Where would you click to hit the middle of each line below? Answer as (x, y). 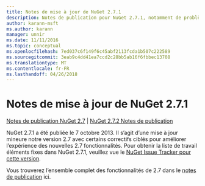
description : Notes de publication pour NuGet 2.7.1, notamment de (94, 18)
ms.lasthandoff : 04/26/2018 (42, 74)
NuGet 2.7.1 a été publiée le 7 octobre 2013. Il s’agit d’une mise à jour (92, 133)
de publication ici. (29, 177)
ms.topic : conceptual (34, 46)
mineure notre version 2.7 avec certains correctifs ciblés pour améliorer (96, 139)
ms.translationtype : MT (37, 63)
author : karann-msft (33, 23)
